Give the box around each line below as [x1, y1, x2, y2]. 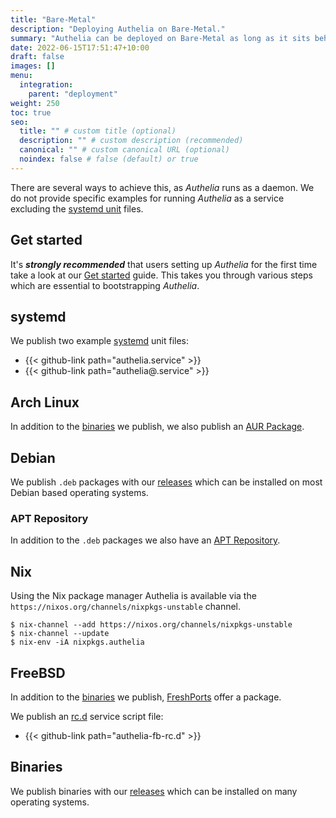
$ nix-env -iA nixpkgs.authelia [10, 637, 145, 648]
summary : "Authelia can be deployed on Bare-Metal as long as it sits [10, 33, 311, 43]
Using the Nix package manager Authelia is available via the [10, 590, 257, 602]
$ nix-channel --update [10, 629, 110, 639]
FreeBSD [10, 664, 66, 681]
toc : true [10, 107, 52, 118]
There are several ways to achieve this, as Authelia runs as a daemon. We [10, 181, 315, 193]
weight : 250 [10, 98, 60, 108]
